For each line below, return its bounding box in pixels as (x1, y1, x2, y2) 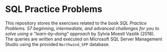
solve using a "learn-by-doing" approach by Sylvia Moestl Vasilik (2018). (5, 30, 155, 36)
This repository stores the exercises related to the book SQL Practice (5, 20, 147, 26)
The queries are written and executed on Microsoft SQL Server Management (5, 36, 163, 42)
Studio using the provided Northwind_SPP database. (5, 41, 110, 47)
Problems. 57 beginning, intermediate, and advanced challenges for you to (5, 25, 160, 31)
